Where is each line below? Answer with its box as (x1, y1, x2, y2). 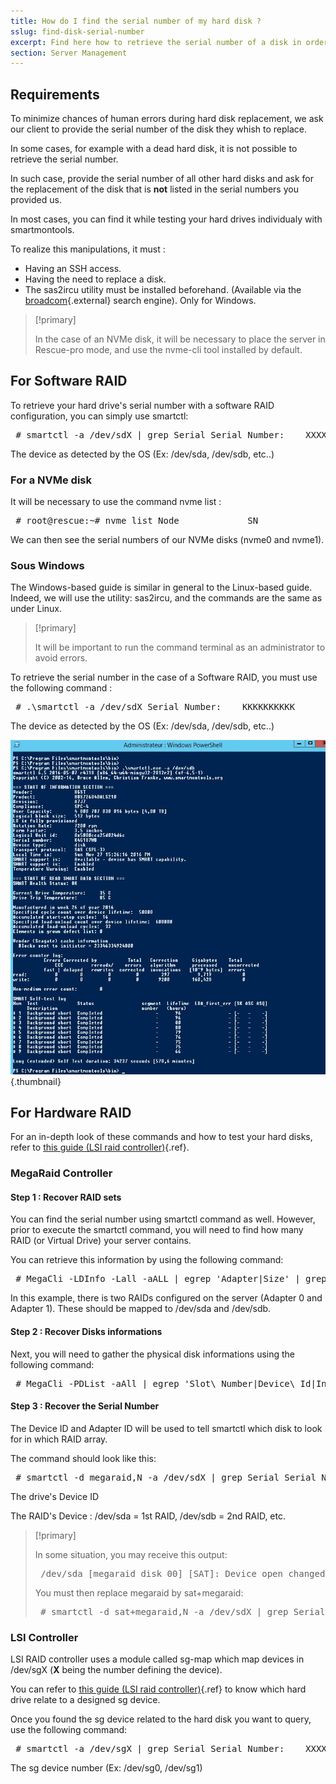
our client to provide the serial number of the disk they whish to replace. (10, 123, 308, 135)
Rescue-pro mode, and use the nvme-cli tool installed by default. (34, 344, 303, 356)
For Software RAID (10, 373, 128, 390)
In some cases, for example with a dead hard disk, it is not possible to (10, 143, 298, 155)
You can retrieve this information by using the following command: (10, 1254, 284, 1266)
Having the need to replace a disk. (24, 273, 167, 285)
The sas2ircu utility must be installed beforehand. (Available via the (24, 284, 302, 296)
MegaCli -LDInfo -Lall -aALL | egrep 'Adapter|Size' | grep (26, 1273, 327, 1285)
